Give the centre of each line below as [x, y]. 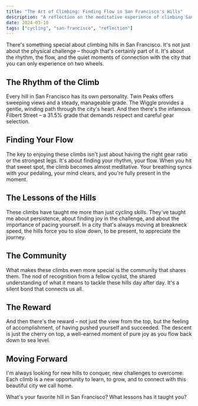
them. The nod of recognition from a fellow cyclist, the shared [81, 276]
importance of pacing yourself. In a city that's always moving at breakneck [97, 224]
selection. [18, 122]
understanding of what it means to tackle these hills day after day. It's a [93, 282]
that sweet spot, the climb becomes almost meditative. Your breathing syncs [99, 166]
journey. [16, 237]
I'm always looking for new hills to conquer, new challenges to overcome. [95, 373]
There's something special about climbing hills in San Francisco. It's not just [98, 45]
